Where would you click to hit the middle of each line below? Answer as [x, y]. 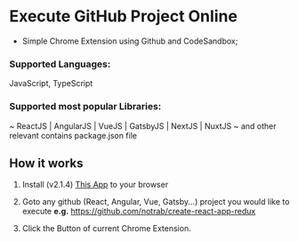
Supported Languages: [60, 64]
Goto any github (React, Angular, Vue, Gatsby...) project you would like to [156, 202]
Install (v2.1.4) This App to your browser [95, 185]
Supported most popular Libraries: [85, 107]
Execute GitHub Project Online [124, 16]
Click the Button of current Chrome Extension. [106, 229]
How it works [46, 163]
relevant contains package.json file [73, 135]
